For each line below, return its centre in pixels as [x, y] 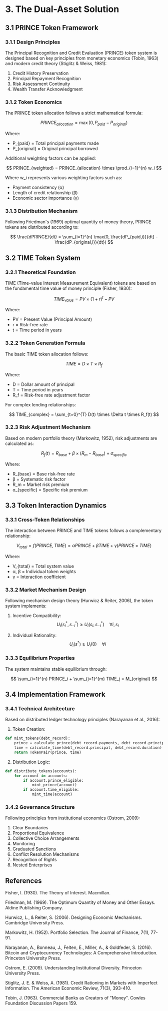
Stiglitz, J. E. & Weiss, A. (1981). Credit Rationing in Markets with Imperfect [81, 983]
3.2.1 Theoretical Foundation [40, 272]
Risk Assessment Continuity [41, 84]
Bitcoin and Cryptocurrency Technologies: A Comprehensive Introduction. [81, 953]
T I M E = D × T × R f [84, 364]
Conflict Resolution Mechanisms [45, 854]
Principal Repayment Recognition [46, 78]
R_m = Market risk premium [41, 484]
